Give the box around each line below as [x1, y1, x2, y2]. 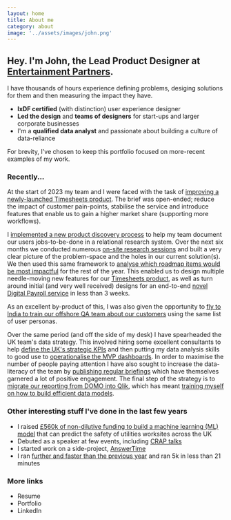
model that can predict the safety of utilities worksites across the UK [17, 430, 212, 438]
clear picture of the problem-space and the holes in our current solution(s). [7, 253, 221, 261]
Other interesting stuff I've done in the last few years [7, 407, 188, 416]
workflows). [7, 217, 41, 225]
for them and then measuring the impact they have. [7, 91, 153, 100]
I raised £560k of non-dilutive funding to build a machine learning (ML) [17, 422, 219, 430]
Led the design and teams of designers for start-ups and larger [17, 112, 200, 121]
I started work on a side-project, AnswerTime [17, 444, 146, 452]
